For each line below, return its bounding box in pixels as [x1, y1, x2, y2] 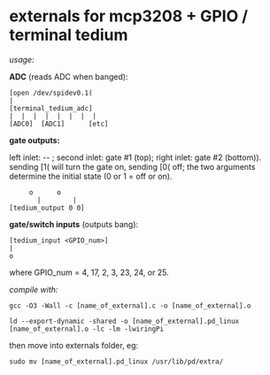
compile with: [9, 284, 58, 295]
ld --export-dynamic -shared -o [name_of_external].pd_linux [9, 317, 240, 325]
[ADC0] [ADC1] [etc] [9, 119, 109, 128]
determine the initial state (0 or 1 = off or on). [9, 171, 173, 181]
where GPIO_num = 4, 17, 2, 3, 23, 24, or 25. [9, 267, 170, 278]
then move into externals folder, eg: [9, 340, 139, 350]
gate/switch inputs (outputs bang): [9, 218, 139, 229]
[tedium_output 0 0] [9, 203, 86, 212]
